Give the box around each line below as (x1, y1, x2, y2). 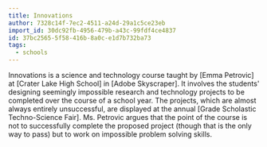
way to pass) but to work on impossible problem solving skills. (8, 130, 213, 139)
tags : (8, 41, 26, 49)
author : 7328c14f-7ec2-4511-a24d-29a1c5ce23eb (8, 19, 166, 27)
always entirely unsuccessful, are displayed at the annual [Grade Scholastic (8, 104, 257, 114)
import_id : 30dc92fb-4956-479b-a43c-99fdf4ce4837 (8, 26, 177, 34)
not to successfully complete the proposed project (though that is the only (8, 121, 253, 130)
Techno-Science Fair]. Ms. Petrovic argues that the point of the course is (8, 113, 248, 122)
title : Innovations (8, 11, 73, 20)
